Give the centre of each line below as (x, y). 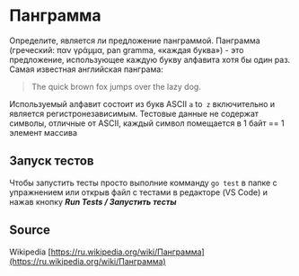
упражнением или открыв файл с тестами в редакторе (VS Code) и (138, 192)
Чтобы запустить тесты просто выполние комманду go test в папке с (143, 183)
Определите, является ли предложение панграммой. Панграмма (135, 40)
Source (30, 230)
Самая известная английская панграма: (86, 69)
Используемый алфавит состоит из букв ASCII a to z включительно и (142, 103)
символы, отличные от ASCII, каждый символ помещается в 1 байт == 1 (147, 123)
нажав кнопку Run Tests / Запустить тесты (93, 201)
